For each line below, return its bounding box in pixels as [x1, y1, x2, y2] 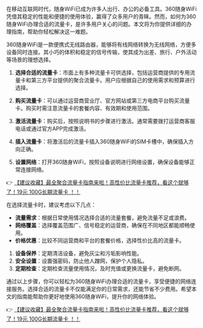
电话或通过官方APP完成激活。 [14, 125, 89, 132]
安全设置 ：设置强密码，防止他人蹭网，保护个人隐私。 [14, 257, 148, 264]
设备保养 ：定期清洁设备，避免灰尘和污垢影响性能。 [14, 250, 143, 256]
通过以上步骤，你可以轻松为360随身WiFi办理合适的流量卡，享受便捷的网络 [6, 278, 192, 285]
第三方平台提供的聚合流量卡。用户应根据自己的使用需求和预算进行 [31, 76, 195, 84]
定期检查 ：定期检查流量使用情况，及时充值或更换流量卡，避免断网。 [14, 265, 185, 272]
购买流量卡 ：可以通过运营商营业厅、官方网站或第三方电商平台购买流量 [14, 97, 190, 104]
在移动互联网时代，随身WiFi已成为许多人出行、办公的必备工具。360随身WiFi [6, 5, 197, 12]
